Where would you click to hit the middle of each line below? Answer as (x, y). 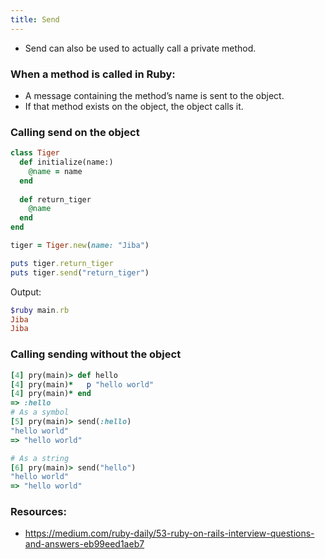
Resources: (38, 512)
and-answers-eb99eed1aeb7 (84, 544)
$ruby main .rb (40, 310)
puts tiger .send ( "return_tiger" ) (80, 272)
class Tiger (35, 153)
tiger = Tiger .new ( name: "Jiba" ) (80, 246)
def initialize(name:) (66, 162)
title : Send (35, 19)
